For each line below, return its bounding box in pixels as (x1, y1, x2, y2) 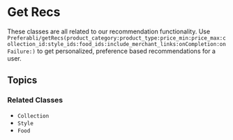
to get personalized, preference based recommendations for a (37, 47, 216, 55)
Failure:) (7, 48, 36, 55)
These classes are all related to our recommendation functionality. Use (7, 27, 211, 36)
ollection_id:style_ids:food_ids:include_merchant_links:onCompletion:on (7, 40, 227, 47)
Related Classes (7, 95, 63, 105)
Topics (7, 75, 38, 86)
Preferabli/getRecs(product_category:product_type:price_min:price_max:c (7, 34, 227, 42)
